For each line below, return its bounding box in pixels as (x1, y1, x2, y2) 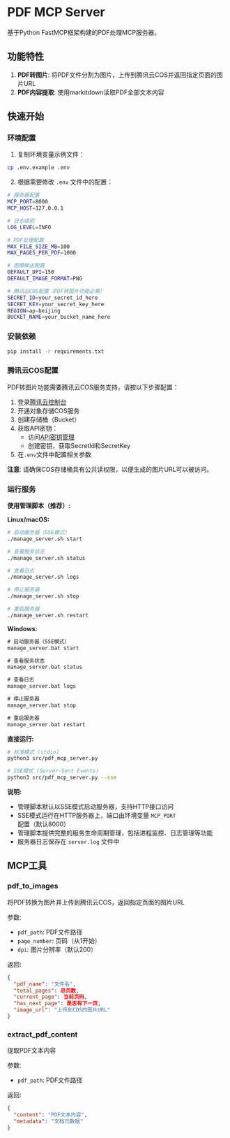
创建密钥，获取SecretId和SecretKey (27, 441, 131, 449)
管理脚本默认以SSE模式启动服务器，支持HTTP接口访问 (17, 802, 174, 811)
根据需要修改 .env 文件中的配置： (17, 178, 114, 186)
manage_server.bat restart (7, 721, 86, 728)
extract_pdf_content (7, 1029, 78, 1039)
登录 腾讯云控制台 (17, 398, 67, 406)
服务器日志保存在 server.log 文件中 (17, 837, 120, 846)
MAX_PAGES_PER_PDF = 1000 (7, 250, 77, 257)
